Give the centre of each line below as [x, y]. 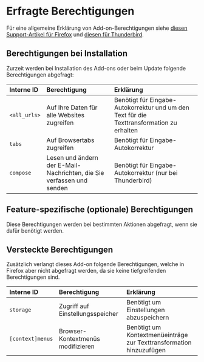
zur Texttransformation [159, 343]
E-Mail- [69, 165]
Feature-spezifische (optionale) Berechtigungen [100, 210]
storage [20, 310]
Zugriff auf [74, 306]
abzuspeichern [148, 318]
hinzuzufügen [146, 350]
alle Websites [66, 115]
